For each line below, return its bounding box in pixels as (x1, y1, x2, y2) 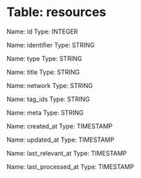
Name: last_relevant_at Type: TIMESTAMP (6, 149, 127, 157)
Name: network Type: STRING (6, 81, 94, 89)
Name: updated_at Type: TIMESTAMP (6, 135, 114, 144)
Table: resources (6, 4, 107, 20)
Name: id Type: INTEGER (6, 27, 78, 36)
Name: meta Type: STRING (6, 108, 84, 117)
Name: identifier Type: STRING (6, 40, 95, 49)
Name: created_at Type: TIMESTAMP (6, 121, 113, 130)
